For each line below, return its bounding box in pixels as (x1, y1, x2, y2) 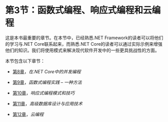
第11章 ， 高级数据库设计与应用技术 (12, 100, 83, 106)
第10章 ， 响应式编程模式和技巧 (12, 90, 75, 96)
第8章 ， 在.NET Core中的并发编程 (12, 68, 81, 74)
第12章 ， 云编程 (12, 111, 44, 117)
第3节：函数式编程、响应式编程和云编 (5, 5, 161, 16)
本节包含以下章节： (5, 58, 45, 64)
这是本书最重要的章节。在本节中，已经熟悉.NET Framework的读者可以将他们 (5, 35, 163, 41)
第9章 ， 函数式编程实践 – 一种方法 (12, 79, 82, 85)
